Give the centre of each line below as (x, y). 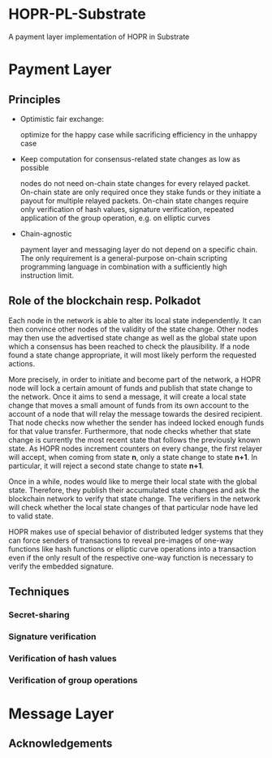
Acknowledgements (60, 744)
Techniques (39, 592)
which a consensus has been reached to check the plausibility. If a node (129, 346)
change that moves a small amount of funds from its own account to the (129, 405)
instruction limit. (47, 275)
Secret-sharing (39, 615)
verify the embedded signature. (61, 566)
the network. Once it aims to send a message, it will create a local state (127, 396)
